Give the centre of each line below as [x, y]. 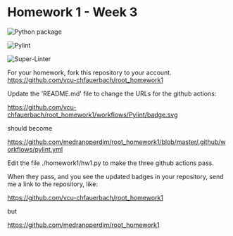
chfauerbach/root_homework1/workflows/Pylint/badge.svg [93, 114]
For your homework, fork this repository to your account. [89, 72]
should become [30, 128]
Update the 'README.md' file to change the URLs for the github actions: [112, 93]
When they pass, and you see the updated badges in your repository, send [115, 176]
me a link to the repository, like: [53, 184]
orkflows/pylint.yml [35, 149]
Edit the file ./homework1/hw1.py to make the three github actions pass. [111, 163]
